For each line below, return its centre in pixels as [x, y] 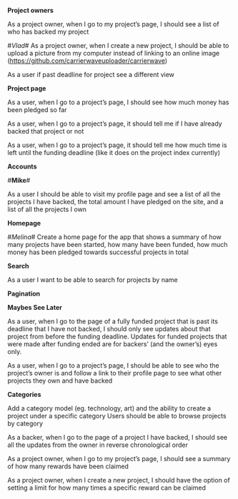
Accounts [22, 166]
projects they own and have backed [60, 380]
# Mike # [19, 180]
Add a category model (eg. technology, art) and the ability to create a [109, 408]
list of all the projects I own [47, 209]
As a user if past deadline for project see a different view [91, 75]
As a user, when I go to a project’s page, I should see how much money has [118, 102]
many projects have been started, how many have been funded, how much [118, 245]
